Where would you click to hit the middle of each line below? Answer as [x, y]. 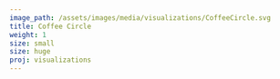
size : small [32, 43]
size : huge [30, 52]
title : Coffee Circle [51, 26]
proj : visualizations [51, 60]
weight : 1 [28, 35]
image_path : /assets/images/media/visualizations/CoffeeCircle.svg [140, 18]
